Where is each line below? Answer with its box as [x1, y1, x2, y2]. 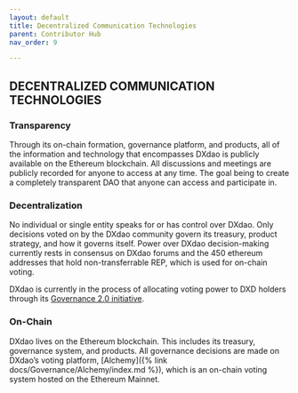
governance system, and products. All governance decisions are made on [9, 345, 280, 356]
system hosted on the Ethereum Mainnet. [9, 373, 160, 384]
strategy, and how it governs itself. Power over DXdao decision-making [9, 238, 270, 249]
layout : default [9, 12, 69, 22]
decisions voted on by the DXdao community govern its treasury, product [9, 229, 278, 240]
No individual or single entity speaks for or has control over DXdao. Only [9, 220, 274, 230]
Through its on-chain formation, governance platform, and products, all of [9, 139, 280, 149]
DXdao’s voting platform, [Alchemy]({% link [9, 355, 167, 365]
